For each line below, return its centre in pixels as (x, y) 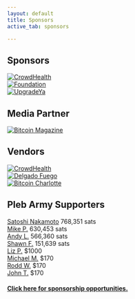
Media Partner (39, 114)
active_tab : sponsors (38, 26)
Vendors (26, 152)
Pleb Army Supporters (56, 205)
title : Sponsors (30, 20)
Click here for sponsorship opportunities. (68, 289)
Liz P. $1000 (25, 251)
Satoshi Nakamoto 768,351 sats (52, 221)
